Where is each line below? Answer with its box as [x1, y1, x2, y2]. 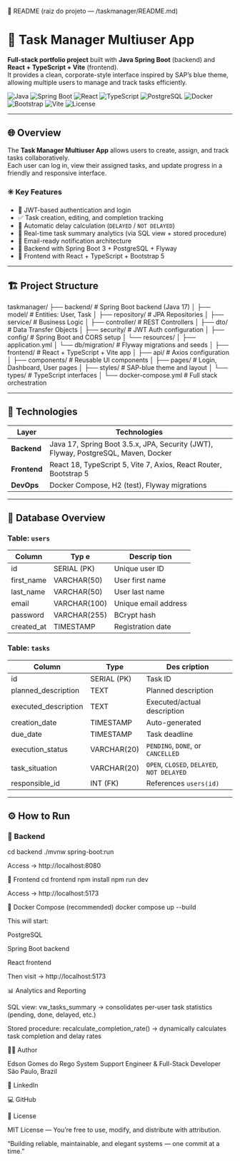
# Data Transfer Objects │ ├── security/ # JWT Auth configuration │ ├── [7, 325, 225, 333]
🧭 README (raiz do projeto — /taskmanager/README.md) [7, 7, 179, 15]
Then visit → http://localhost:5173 [7, 972, 106, 981]
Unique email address [114, 598, 187, 608]
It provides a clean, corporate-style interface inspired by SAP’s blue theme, [7, 70, 229, 79]
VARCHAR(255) [53, 610, 107, 620]
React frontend [7, 958, 51, 967]
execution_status [11, 744, 68, 754]
